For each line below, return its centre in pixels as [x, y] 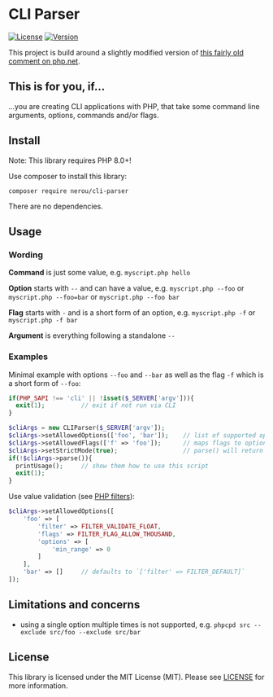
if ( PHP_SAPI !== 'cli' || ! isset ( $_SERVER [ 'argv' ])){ [102, 398]
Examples [28, 357]
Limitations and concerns [74, 605]
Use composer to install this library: [68, 176]
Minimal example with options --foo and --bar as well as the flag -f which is [136, 375]
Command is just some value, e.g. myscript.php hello [100, 273]
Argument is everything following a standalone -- [92, 335]
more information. [38, 686]
